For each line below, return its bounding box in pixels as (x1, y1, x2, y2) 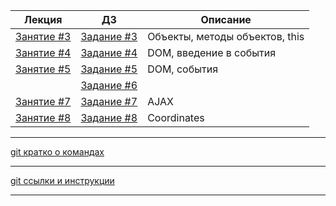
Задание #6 (80, 79, 138, 92)
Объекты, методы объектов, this (147, 30, 305, 43)
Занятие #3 (15, 30, 72, 43)
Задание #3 (80, 30, 138, 43)
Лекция (23, 13, 63, 26)
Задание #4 (80, 46, 138, 59)
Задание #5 (80, 62, 138, 76)
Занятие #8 (15, 111, 72, 124)
